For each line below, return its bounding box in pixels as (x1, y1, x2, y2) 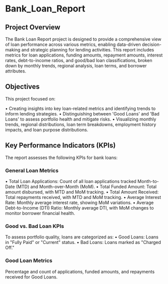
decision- (141, 41, 161, 47)
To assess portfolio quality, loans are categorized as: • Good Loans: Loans (5, 234, 158, 240)
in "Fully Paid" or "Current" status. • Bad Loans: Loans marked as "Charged (5, 239, 161, 245)
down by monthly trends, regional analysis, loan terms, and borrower (5, 63, 147, 68)
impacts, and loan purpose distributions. (5, 126, 88, 132)
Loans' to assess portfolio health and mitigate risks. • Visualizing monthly (5, 116, 156, 122)
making (5, 47, 21, 52)
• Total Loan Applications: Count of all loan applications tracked (5, 178, 136, 184)
